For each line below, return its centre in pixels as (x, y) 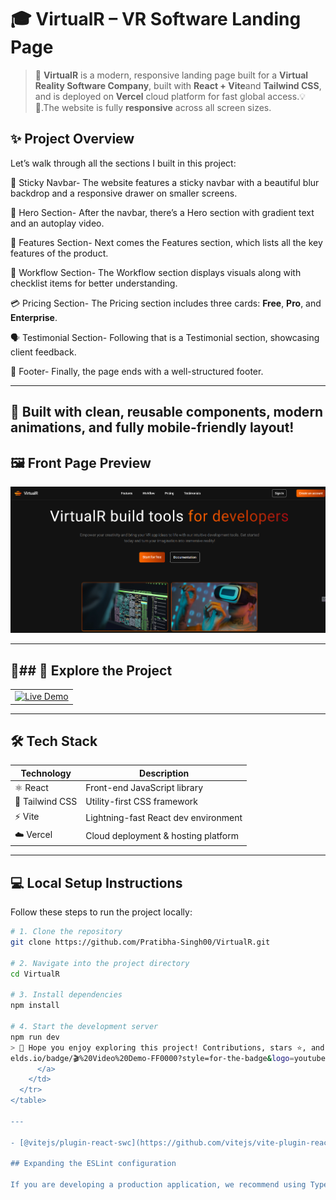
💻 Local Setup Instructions (96, 882)
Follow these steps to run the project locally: (101, 912)
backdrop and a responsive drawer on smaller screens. (124, 193)
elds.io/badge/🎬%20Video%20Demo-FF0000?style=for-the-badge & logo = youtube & (170, 1058)
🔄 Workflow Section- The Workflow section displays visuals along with (156, 272)
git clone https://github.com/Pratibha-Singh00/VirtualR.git (140, 942)
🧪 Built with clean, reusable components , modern (167, 412)
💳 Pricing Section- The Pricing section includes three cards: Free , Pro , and (166, 303)
